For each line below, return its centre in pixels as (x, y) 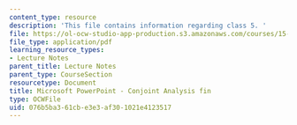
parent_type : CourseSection (61, 75)
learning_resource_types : (57, 50)
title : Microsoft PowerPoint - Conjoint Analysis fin (110, 91)
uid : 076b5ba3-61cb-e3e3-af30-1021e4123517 (91, 107)
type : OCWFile (35, 99)
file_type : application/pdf (61, 42)
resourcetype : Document (53, 83)
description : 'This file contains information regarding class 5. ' (138, 26)
